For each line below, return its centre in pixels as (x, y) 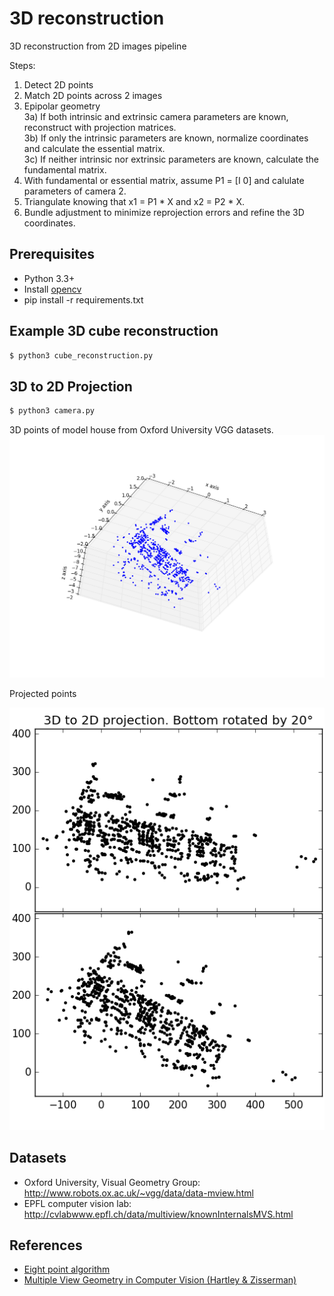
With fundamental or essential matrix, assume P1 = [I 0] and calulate (164, 180)
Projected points (43, 694)
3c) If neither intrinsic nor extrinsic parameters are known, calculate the (171, 159)
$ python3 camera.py (52, 411)
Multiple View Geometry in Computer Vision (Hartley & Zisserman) (160, 1280)
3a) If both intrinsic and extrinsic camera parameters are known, (156, 116)
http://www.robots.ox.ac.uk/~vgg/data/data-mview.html (138, 1193)
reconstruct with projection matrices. (100, 127)
